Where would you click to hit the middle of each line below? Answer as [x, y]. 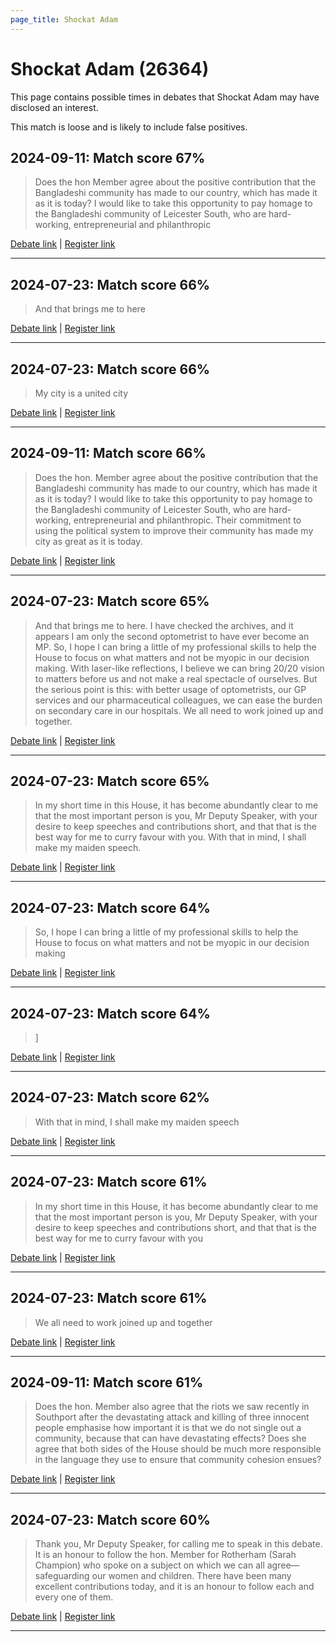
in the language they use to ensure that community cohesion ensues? [178, 1460]
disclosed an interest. [54, 107]
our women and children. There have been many [191, 1576]
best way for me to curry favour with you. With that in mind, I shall [170, 837]
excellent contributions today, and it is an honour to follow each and [174, 1587]
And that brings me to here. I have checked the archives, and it [164, 625]
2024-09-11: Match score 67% [108, 157]
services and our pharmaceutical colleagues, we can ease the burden [178, 700]
